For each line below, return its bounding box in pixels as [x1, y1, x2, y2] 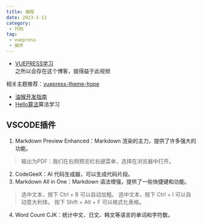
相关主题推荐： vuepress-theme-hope [6, 80, 99, 88]
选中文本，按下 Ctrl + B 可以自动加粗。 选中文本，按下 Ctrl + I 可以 [21, 191, 186, 198]
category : [6, 20, 31, 26]
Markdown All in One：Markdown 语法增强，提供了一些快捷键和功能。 [14, 178, 190, 185]
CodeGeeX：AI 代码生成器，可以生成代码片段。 [14, 170, 134, 178]
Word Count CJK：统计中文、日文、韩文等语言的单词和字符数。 [14, 211, 174, 218]
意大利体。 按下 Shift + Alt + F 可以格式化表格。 [26, 198, 145, 205]
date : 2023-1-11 [6, 14, 47, 21]
